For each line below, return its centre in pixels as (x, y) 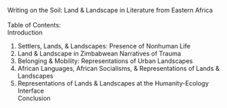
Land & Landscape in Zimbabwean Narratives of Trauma (99, 53)
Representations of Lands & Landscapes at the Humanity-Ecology (113, 83)
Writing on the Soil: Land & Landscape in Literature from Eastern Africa (110, 10)
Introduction (25, 32)
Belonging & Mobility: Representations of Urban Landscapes (105, 61)
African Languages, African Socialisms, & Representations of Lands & (118, 68)
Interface (31, 91)
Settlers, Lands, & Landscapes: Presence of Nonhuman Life (104, 46)
